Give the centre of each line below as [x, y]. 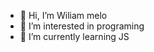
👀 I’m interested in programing [82, 26]
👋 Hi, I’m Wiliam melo [63, 15]
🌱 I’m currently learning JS [74, 36]
